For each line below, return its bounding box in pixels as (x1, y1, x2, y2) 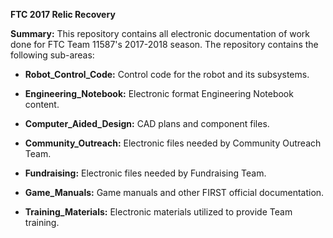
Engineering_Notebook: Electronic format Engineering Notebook (24, 88, 294, 99)
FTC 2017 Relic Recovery (10, 9, 116, 20)
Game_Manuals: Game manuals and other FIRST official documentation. (24, 187, 325, 198)
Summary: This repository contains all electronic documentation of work (10, 28, 311, 39)
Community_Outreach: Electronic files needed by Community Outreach (24, 137, 322, 149)
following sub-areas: (10, 49, 95, 61)
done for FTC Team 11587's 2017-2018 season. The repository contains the (10, 39, 319, 50)
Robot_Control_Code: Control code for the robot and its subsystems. (24, 69, 310, 80)
